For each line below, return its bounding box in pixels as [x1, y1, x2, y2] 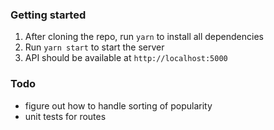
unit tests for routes [24, 110, 107, 122]
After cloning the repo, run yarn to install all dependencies [24, 31, 264, 43]
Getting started [10, 8, 87, 22]
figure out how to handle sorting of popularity [24, 99, 213, 112]
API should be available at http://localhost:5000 [24, 52, 228, 64]
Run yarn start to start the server [24, 41, 165, 53]
